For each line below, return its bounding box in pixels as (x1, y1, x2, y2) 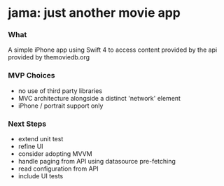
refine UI (17, 142, 44, 151)
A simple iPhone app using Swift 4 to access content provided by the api (8, 45, 218, 54)
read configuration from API (17, 164, 99, 173)
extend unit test (17, 135, 64, 143)
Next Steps (8, 119, 47, 129)
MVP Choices (8, 71, 55, 80)
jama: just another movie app (8, 5, 181, 21)
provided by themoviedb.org (8, 53, 90, 62)
